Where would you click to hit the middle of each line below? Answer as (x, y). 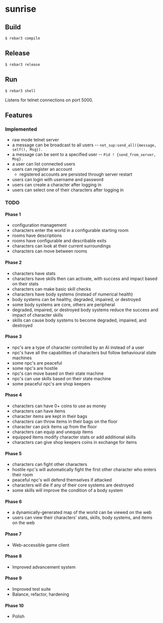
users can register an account (42, 169)
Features (19, 115)
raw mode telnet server (36, 140)
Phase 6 (13, 501)
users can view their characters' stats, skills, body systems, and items (82, 518)
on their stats (25, 284)
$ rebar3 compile (23, 38)
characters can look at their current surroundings (61, 246)
